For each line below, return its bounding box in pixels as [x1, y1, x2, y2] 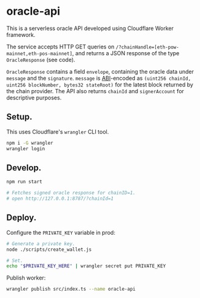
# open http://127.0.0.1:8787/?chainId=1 [6, 196, 114, 202]
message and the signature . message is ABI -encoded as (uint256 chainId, [6, 74, 191, 82]
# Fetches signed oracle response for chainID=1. [6, 190, 136, 196]
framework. [6, 31, 36, 38]
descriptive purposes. [6, 94, 62, 101]
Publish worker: [6, 274, 46, 281]
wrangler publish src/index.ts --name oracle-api [6, 286, 136, 292]
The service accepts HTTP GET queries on [6, 43, 115, 50]
